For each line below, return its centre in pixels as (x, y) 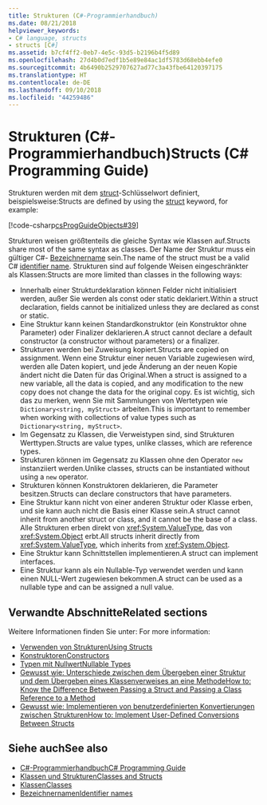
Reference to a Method (57, 698)
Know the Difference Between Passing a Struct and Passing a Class (131, 689)
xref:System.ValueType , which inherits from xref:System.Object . (125, 545)
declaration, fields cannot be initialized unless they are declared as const (139, 307)
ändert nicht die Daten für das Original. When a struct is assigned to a (133, 375)
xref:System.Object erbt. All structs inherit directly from (110, 537)
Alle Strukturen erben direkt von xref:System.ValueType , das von (126, 528)
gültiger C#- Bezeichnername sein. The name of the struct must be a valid (129, 258)
